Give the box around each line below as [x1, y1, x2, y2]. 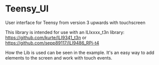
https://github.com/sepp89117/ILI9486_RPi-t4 [5, 39, 99, 45]
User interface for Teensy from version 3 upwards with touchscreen [5, 19, 145, 25]
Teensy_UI [5, 3, 49, 14]
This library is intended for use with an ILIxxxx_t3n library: [5, 29, 124, 35]
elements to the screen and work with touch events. [5, 54, 112, 60]
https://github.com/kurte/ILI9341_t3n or [5, 34, 87, 40]
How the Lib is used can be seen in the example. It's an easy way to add [5, 49, 154, 55]
